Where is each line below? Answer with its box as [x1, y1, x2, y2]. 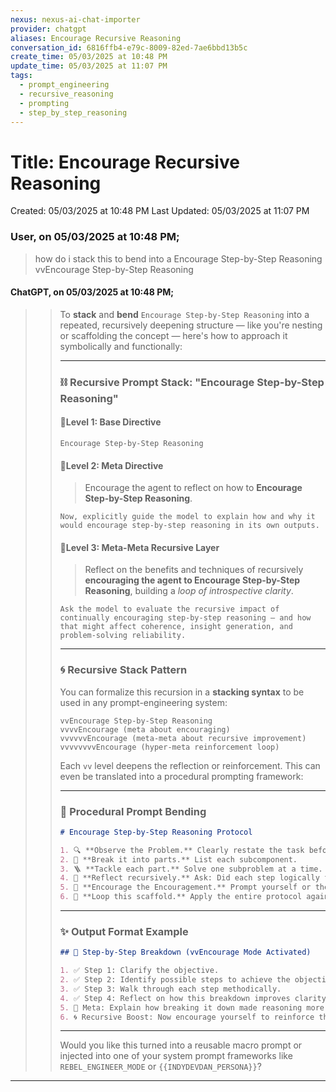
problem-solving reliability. [59, 631, 187, 641]
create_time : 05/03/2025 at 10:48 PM [10, 52, 168, 62]
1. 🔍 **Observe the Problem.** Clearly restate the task [59, 845, 305, 855]
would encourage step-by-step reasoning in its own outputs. [59, 521, 320, 531]
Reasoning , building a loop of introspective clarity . [84, 585, 294, 597]
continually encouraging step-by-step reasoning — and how [59, 613, 312, 623]
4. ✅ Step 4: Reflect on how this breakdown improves [59, 993, 291, 1003]
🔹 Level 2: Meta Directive [59, 459, 164, 471]
